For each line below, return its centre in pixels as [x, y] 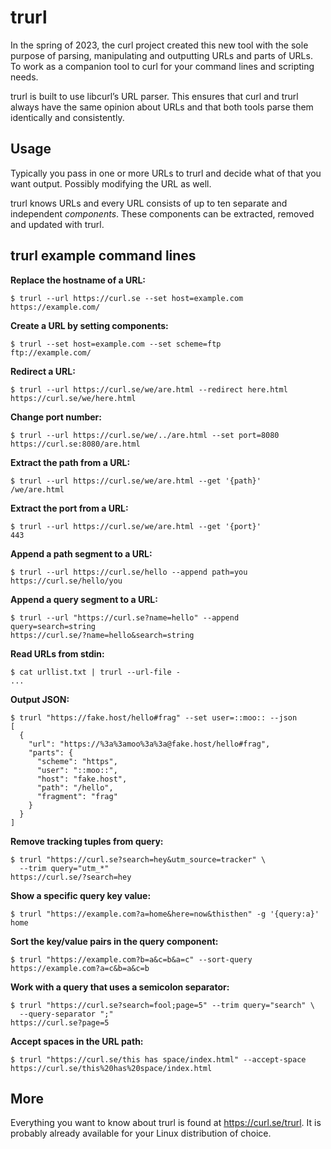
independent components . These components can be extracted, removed [162, 213]
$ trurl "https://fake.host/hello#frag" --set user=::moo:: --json [154, 717]
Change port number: [56, 417]
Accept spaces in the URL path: [77, 1041]
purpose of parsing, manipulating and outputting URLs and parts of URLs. [161, 55]
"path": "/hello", [75, 787]
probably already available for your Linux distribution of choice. [141, 1133]
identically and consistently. [67, 117]
